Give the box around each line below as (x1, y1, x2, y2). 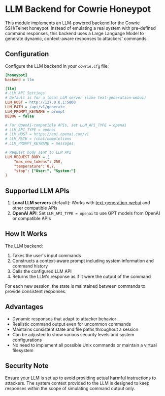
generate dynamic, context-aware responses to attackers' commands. (5, 36, 148, 42)
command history (12, 263, 48, 269)
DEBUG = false (5, 114, 34, 119)
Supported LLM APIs (5, 186, 70, 195)
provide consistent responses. (5, 288, 66, 294)
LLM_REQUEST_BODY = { (5, 154, 50, 159)
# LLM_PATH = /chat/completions (5, 136, 71, 141)
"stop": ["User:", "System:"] (14, 168, 76, 174)
